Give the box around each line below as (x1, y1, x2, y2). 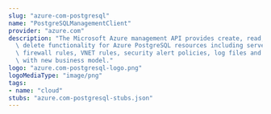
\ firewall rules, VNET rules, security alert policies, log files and (15, 49, 262, 57)
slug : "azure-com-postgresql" (8, 11, 110, 20)
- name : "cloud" (8, 86, 63, 95)
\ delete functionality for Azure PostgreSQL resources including (15, 42, 244, 50)
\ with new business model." (15, 57, 114, 65)
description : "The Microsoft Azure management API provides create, (8, 34, 244, 43)
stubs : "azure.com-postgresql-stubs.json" (8, 94, 153, 102)
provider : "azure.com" (8, 26, 85, 35)
